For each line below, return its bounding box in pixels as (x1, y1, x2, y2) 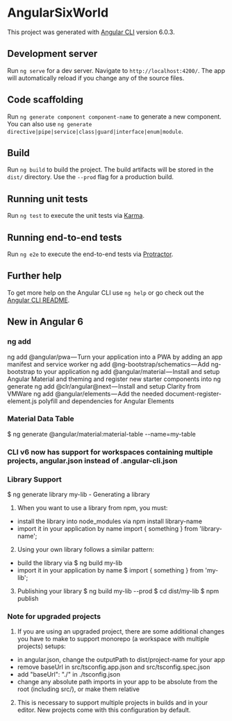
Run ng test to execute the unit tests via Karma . (7, 212, 144, 220)
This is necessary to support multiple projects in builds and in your (17, 699, 208, 707)
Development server (7, 48, 98, 60)
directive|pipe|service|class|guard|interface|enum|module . (7, 127, 183, 135)
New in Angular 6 (7, 316, 83, 328)
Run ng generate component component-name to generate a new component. (7, 112, 222, 121)
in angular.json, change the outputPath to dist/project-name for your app (17, 656, 226, 664)
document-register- (165, 389, 222, 398)
